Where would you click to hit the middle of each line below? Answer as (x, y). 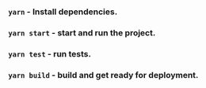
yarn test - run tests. (50, 53)
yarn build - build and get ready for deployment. (103, 75)
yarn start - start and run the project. (82, 32)
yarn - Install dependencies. (63, 12)
